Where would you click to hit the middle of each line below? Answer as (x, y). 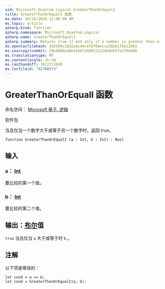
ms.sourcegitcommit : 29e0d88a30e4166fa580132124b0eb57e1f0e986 (71, 51)
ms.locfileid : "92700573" (31, 69)
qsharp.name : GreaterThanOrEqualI (41, 37)
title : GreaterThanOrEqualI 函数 (39, 14)
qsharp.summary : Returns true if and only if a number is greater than (80, 42)
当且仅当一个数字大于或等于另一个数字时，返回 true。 (59, 130)
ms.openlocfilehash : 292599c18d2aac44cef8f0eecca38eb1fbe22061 (71, 46)
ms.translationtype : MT (29, 55)
